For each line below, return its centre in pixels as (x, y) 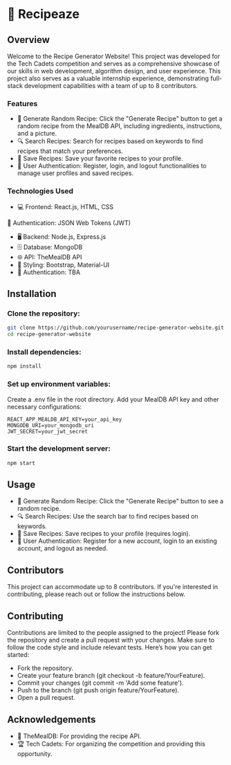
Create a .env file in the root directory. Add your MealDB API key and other (113, 399)
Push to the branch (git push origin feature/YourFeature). (98, 690)
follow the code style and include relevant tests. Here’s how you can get (110, 647)
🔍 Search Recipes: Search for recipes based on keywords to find (110, 141)
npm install (24, 366)
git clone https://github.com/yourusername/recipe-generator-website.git (116, 328)
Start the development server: (59, 449)
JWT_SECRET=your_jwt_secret (48, 431)
